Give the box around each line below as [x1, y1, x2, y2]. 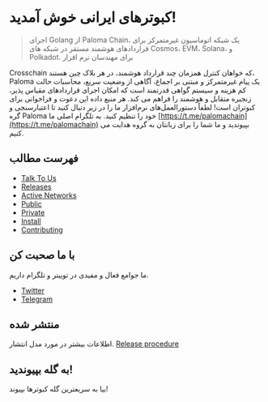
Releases [20, 182, 52, 191]
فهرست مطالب [9, 152, 79, 165]
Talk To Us [20, 173, 57, 182]
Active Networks [20, 190, 77, 200]
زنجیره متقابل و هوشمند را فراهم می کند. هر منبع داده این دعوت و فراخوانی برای [9, 93, 252, 103]
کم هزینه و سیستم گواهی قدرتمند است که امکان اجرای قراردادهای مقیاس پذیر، [9, 85, 246, 95]
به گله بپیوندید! [9, 362, 74, 376]
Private [20, 207, 45, 217]
